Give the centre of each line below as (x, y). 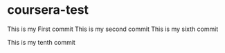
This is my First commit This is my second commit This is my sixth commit (113, 29)
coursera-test (48, 10)
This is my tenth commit (42, 42)
